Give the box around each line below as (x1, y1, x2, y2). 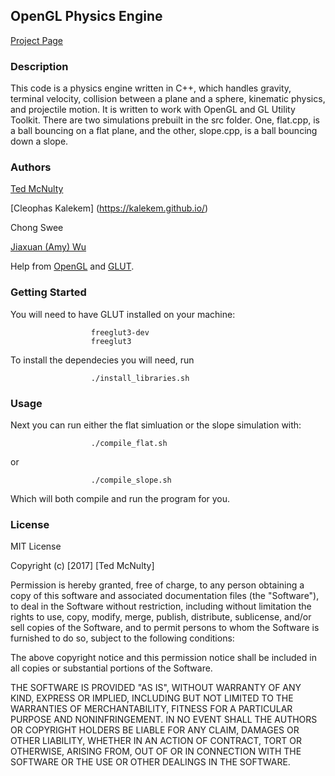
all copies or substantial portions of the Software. (10, 662, 213, 674)
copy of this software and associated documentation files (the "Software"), (10, 590, 320, 602)
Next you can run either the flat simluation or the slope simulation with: (10, 419, 302, 431)
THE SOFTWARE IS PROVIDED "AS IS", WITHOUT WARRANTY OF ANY (10, 682, 302, 694)
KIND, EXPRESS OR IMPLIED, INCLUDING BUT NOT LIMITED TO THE (10, 692, 294, 704)
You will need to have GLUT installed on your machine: (10, 308, 236, 320)
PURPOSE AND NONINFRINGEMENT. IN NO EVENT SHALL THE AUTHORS (10, 714, 318, 726)
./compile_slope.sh (90, 475, 172, 485)
